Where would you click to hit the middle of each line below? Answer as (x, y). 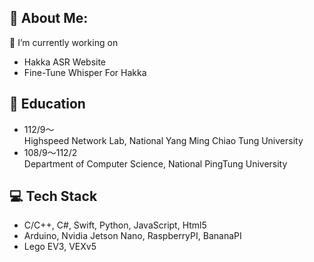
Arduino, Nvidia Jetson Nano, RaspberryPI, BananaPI (132, 236)
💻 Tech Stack (53, 196)
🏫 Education (47, 104)
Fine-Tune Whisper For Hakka (85, 72)
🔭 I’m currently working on (64, 42)
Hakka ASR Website (65, 62)
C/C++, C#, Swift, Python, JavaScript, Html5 (115, 225)
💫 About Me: (49, 18)
